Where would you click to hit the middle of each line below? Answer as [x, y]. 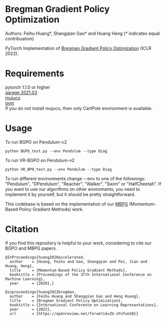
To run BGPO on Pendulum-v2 [36, 142]
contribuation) [20, 39]
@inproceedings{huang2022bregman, [41, 292]
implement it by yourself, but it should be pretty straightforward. [70, 194]
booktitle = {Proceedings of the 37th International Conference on [81, 274]
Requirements [35, 74]
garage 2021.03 [21, 92]
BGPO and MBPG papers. [31, 248]
